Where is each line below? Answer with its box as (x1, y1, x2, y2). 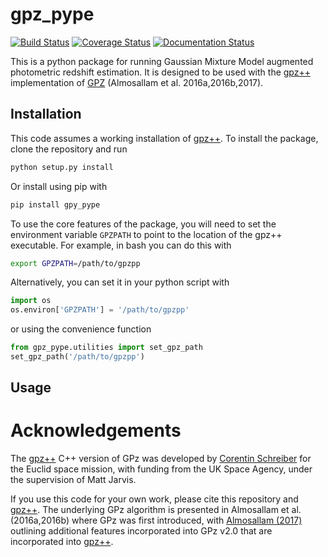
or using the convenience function (10, 323, 152, 335)
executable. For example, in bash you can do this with (10, 239, 232, 251)
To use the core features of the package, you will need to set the (10, 218, 277, 230)
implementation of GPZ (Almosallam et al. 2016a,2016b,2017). (10, 76, 264, 88)
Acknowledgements (10, 419, 182, 442)
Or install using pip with (10, 180, 108, 192)
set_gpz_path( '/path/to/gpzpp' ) (10, 352, 145, 362)
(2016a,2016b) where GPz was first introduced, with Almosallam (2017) (10, 514, 303, 527)
